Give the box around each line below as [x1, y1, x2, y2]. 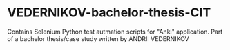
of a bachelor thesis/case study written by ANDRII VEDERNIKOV [7, 34, 189, 42]
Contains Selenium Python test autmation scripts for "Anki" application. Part [7, 27, 223, 36]
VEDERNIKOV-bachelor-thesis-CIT [7, 5, 211, 21]
